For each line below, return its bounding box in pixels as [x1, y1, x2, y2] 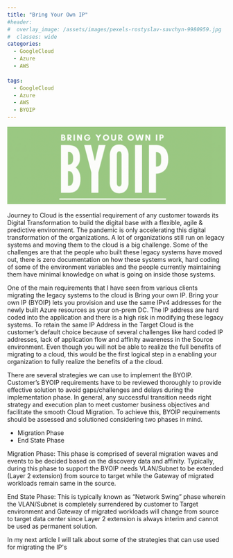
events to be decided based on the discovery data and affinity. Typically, [7, 457, 215, 466]
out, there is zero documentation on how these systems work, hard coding [7, 256, 220, 264]
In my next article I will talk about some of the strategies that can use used [7, 536, 220, 544]
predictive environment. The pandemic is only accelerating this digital [7, 226, 206, 234]
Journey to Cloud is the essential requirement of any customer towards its [7, 211, 219, 220]
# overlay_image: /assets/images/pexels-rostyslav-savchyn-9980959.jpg [7, 26, 222, 33]
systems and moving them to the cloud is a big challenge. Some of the [7, 240, 208, 249]
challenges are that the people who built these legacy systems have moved [7, 248, 223, 256]
